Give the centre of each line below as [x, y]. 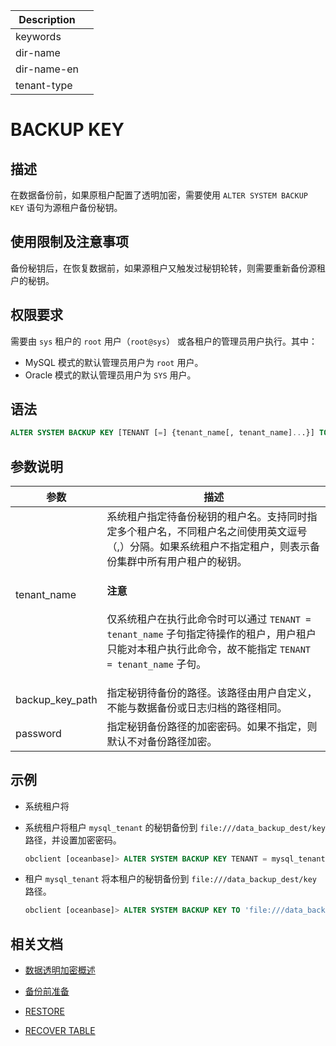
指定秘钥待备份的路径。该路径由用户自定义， [212, 692]
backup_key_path [56, 699]
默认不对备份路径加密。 [162, 741]
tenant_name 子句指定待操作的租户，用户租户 [211, 634]
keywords [38, 36]
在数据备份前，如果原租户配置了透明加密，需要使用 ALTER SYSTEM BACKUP [159, 195]
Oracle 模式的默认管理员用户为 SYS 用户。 [110, 375]
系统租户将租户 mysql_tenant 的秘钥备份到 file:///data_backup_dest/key [175, 827]
